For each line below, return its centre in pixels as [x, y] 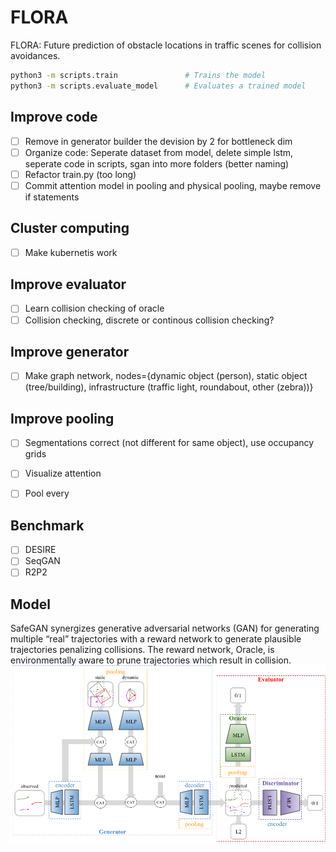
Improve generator [70, 351]
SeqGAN [42, 561]
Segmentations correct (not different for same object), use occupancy [169, 443]
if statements [52, 197]
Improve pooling [62, 418]
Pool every [47, 493]
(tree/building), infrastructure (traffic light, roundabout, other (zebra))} [169, 387]
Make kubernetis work [71, 252]
